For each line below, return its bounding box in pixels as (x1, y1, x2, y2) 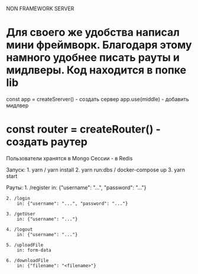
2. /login (6, 195, 31, 201)
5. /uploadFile (6, 242, 44, 248)
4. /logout (6, 226, 33, 233)
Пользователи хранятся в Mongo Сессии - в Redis (6, 154, 133, 162)
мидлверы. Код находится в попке (6, 63, 187, 77)
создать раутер (6, 136, 87, 149)
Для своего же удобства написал (6, 26, 180, 39)
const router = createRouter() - (6, 123, 161, 136)
